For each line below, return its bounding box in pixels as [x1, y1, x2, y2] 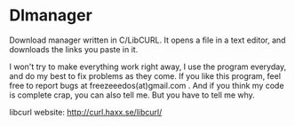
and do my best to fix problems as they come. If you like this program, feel [9, 70, 282, 81]
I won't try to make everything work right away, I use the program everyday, [9, 61, 287, 72]
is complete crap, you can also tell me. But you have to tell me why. [9, 90, 255, 100]
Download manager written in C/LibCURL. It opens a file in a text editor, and [9, 35, 286, 45]
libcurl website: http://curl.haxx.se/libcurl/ [9, 106, 163, 117]
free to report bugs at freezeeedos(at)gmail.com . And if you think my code [9, 80, 284, 91]
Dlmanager [9, 5, 93, 26]
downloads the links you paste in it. [9, 43, 139, 54]
